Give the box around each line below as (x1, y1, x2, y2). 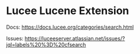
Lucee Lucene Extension (6, 4, 129, 18)
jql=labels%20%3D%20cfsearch (6, 41, 86, 48)
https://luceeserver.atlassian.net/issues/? (24, 35, 125, 42)
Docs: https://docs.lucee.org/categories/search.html (6, 23, 134, 31)
